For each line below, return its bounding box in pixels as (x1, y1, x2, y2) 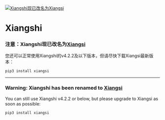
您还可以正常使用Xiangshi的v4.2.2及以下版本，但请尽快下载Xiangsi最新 (5, 53, 149, 59)
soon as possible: (5, 100, 41, 107)
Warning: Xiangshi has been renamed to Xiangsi (5, 84, 123, 91)
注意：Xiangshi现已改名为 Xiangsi (5, 41, 86, 48)
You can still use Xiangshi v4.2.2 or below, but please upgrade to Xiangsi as (5, 96, 159, 101)
